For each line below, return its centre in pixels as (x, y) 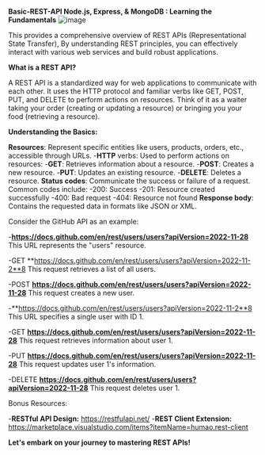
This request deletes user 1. (135, 388)
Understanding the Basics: (53, 132)
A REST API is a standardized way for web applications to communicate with (132, 83)
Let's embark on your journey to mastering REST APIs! (100, 442)
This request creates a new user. (81, 293)
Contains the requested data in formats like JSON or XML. (103, 206)
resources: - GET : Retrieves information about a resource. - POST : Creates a (131, 164)
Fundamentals (32, 20)
